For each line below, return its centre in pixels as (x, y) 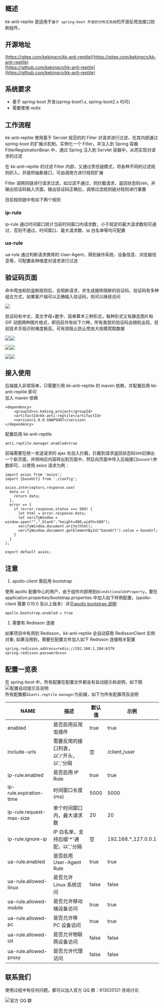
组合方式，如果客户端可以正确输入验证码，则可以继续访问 (63, 297)
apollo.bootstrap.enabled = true (39, 613)
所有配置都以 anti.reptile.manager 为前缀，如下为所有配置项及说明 (72, 694)
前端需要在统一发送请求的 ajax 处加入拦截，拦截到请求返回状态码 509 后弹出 (80, 453)
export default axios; (28, 552)
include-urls (22, 752)
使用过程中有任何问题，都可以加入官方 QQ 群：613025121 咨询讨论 (72, 990)
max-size (19, 818)
